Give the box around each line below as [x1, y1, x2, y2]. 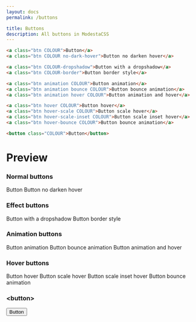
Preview [6, 150, 48, 164]
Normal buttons [6, 172, 53, 181]
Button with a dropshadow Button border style [6, 215, 121, 222]
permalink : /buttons [6, 14, 58, 21]
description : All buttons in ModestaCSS [6, 31, 110, 37]
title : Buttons [6, 25, 45, 31]
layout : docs [6, 8, 39, 15]
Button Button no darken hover [6, 186, 83, 193]
